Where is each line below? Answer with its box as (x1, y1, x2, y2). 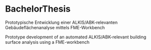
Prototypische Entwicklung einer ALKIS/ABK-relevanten (5, 19, 118, 25)
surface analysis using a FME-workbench (5, 39, 90, 45)
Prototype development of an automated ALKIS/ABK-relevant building (5, 34, 147, 40)
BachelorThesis (5, 3, 71, 15)
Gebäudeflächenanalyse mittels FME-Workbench (5, 24, 105, 30)
